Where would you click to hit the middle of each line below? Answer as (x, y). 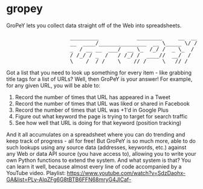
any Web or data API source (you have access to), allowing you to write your (101, 153)
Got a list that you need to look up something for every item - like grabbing (99, 72)
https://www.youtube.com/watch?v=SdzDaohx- (126, 173)
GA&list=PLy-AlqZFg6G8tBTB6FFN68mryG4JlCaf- (69, 179)
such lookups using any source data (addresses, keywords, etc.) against (96, 147)
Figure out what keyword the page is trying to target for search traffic (101, 116)
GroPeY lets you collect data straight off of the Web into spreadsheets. (94, 25)
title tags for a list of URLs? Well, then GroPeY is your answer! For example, (99, 79)
